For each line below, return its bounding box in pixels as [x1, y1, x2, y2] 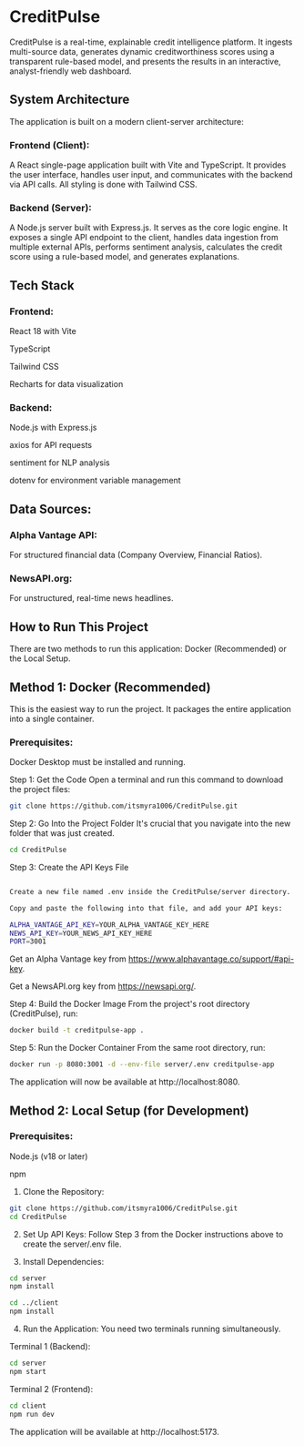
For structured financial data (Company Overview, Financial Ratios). [9, 549, 263, 561]
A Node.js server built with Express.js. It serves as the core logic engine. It [9, 222, 289, 233]
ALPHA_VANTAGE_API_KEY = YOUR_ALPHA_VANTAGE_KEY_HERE [9, 920, 209, 930]
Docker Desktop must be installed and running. [9, 757, 187, 768]
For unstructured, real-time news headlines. [9, 593, 174, 604]
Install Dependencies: [22, 1256, 105, 1267]
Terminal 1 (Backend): [9, 1341, 91, 1352]
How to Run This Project [9, 619, 148, 635]
